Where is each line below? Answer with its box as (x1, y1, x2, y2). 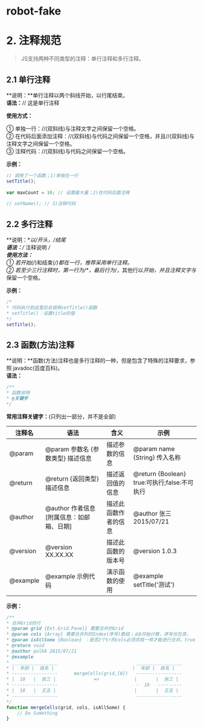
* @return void (6, 643, 45, 649)
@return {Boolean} (133, 469, 186, 478)
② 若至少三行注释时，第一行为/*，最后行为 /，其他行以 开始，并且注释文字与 (6, 266, 196, 274)
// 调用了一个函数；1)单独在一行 (6, 173, 79, 179)
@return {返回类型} (45, 474, 99, 482)
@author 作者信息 (45, 504, 95, 512)
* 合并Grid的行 (6, 620, 41, 626)
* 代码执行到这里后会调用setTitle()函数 (6, 304, 98, 311)
